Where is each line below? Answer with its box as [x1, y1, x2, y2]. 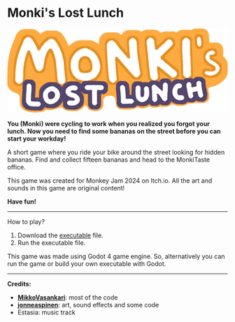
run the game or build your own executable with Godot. [7, 259, 166, 267]
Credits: [7, 279, 31, 288]
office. [7, 162, 26, 171]
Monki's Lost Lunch [7, 5, 124, 21]
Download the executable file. [17, 231, 104, 239]
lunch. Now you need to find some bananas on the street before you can [7, 127, 222, 135]
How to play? [7, 217, 45, 225]
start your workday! [7, 134, 66, 143]
